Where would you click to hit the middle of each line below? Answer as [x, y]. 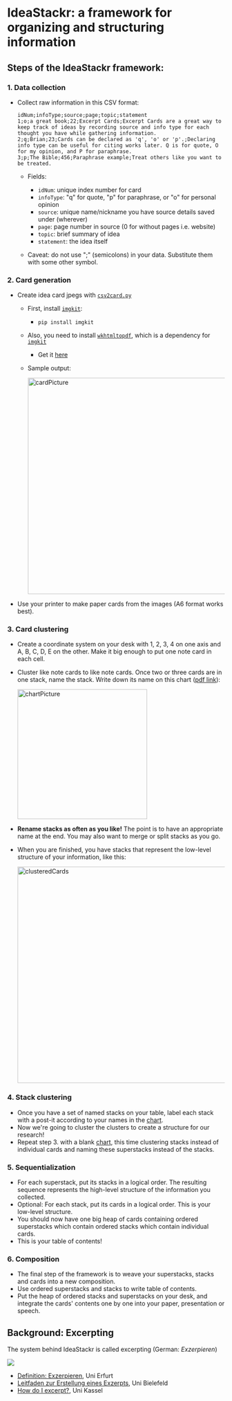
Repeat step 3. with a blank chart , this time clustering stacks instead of [118, 1142]
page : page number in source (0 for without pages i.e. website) [127, 226]
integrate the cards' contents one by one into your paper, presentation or [121, 1303]
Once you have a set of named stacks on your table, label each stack [115, 1112]
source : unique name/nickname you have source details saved [126, 212]
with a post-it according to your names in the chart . [90, 1120]
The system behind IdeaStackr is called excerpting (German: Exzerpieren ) [112, 1349]
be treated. [34, 163]
